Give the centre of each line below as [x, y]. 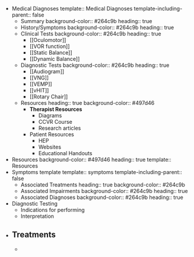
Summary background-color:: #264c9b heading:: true [86, 21]
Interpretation [37, 216]
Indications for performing [53, 210]
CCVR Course [55, 122]
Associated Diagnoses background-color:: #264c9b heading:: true [102, 197]
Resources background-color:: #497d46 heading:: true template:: [91, 160]
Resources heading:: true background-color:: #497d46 [88, 103]
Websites [50, 147]
